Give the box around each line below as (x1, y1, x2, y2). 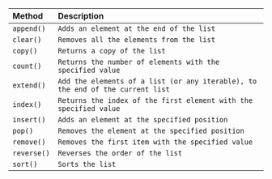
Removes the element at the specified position (57, 126, 244, 135)
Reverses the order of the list (57, 149, 183, 157)
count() (12, 62, 42, 70)
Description (57, 11, 104, 21)
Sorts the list (57, 160, 117, 168)
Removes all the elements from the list (57, 36, 216, 44)
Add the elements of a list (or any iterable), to (57, 77, 257, 86)
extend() (12, 81, 46, 90)
